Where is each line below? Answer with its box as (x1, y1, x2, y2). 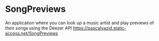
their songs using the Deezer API (5, 25, 72, 31)
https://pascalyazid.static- (73, 25, 127, 31)
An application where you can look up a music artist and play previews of (5, 20, 154, 26)
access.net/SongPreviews (5, 30, 58, 36)
